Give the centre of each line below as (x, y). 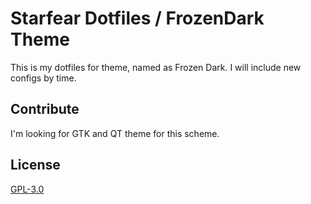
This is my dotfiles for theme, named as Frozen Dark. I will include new (156, 67)
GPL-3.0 (27, 189)
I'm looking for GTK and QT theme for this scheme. (115, 133)
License (35, 165)
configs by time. (43, 78)
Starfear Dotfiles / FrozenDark (137, 18)
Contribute (45, 109)
